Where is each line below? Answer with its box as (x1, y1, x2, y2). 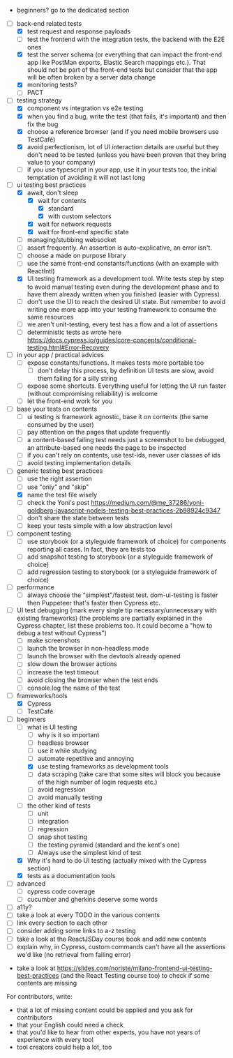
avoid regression (37, 785, 86, 794)
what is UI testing (27, 723, 77, 731)
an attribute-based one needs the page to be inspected (27, 444, 186, 452)
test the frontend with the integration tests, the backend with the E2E (27, 35, 225, 44)
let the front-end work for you (27, 397, 113, 405)
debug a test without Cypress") (16, 629, 107, 637)
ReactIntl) (27, 267, 55, 275)
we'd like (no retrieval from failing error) (16, 950, 131, 958)
